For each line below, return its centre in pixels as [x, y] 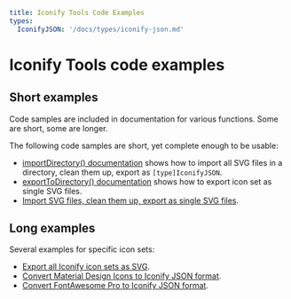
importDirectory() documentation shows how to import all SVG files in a [152, 162]
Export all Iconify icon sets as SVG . [86, 267]
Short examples [54, 98]
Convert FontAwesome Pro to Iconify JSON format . [115, 286]
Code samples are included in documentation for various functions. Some [144, 119]
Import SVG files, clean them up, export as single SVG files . [130, 201]
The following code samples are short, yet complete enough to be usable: [144, 146]
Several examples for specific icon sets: [82, 249]
